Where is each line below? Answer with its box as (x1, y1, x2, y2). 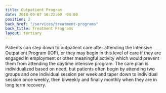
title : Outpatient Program (5, 7, 62, 13)
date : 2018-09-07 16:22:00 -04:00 (5, 12, 78, 17)
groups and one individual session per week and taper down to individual (5, 71, 158, 77)
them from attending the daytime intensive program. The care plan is (5, 61, 149, 66)
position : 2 (5, 17, 30, 22)
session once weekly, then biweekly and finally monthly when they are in (5, 76, 157, 82)
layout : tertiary (5, 31, 42, 36)
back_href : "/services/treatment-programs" (5, 21, 99, 27)
